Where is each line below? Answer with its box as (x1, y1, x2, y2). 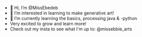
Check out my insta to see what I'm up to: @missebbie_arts (9, 26, 132, 32)
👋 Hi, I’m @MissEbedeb (9, 5, 58, 10)
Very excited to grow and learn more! (9, 20, 86, 26)
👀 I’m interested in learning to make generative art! (9, 10, 114, 16)
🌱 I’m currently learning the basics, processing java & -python (9, 15, 137, 21)
